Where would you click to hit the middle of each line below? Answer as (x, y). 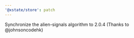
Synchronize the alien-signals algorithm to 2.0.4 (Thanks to (67, 24)
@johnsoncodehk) (24, 30)
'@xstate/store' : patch (30, 10)
